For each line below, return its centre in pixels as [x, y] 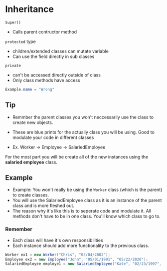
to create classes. [30, 195]
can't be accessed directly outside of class [57, 75]
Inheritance [29, 9]
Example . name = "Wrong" [30, 89]
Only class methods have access [46, 80]
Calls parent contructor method [45, 31]
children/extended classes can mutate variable [60, 51]
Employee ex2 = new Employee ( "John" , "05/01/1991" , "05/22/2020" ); [77, 259]
